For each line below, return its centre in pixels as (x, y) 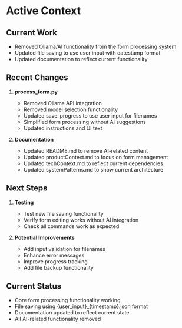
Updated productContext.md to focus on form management (96, 157)
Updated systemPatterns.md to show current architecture (93, 169)
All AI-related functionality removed (58, 319)
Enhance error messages (54, 255)
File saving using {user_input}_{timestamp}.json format (81, 306)
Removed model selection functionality (71, 109)
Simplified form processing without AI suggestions (85, 122)
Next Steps (27, 188)
